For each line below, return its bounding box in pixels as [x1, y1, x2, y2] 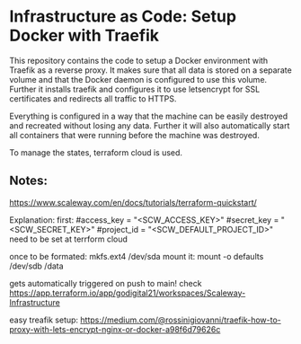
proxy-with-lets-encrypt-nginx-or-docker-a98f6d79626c [9, 323, 221, 334]
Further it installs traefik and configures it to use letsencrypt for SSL [9, 84, 261, 94]
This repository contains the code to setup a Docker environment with [9, 55, 269, 66]
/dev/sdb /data [9, 260, 65, 271]
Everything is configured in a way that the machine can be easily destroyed [9, 110, 288, 121]
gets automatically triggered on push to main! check [9, 278, 202, 288]
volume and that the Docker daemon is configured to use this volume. [9, 74, 268, 84]
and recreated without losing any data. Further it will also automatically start [9, 119, 290, 131]
